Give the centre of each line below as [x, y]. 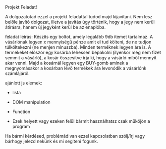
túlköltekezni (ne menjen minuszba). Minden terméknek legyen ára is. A [78, 47]
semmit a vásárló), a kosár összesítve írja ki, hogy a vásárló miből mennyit [81, 58]
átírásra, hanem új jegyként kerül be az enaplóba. [55, 27]
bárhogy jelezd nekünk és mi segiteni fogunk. [52, 141]
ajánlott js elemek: [24, 83]
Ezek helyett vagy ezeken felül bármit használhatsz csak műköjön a [81, 121]
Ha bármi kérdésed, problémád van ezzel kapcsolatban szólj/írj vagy [75, 136]
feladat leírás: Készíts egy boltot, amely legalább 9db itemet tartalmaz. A [79, 37]
